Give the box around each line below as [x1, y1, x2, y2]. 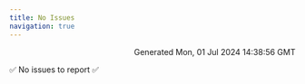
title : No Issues [9, 13, 75, 23]
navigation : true [9, 22, 75, 31]
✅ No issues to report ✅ [9, 64, 100, 75]
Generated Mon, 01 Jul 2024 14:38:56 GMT [133, 46, 296, 57]
